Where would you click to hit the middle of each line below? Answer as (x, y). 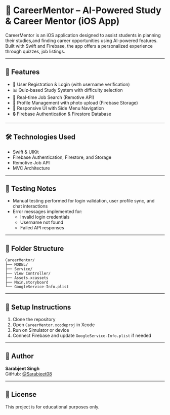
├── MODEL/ (17, 265)
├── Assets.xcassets (27, 278)
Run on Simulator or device (41, 330)
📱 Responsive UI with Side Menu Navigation (58, 108)
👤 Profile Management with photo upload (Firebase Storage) (75, 102)
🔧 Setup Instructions (38, 307)
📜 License (21, 394)
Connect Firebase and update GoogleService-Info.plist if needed (82, 335)
